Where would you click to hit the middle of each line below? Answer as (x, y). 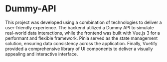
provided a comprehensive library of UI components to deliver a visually (79, 49)
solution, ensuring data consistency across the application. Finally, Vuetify (82, 43)
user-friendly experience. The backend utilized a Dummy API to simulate (80, 27)
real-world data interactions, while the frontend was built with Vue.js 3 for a (83, 33)
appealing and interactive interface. (42, 54)
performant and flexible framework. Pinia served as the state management (82, 38)
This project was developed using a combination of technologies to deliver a (83, 22)
